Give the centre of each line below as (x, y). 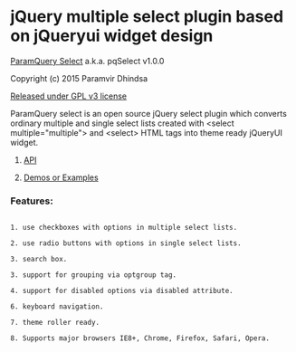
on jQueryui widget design (112, 36)
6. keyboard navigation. (57, 307)
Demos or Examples (61, 177)
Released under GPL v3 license (69, 96)
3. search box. (39, 260)
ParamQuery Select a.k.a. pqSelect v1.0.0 (87, 61)
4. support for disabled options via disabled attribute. (122, 291)
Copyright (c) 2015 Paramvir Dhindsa (79, 78)
